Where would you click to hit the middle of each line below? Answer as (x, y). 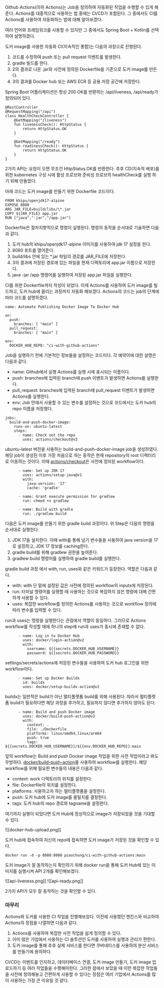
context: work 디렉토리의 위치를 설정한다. (52, 779)
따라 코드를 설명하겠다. (27, 298)
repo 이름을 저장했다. (33, 409)
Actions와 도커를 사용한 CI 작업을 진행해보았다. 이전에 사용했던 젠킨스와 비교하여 (82, 917)
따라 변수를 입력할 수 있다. (37, 610)
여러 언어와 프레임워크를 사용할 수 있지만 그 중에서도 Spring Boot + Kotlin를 (78, 30)
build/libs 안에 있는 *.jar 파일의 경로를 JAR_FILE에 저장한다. (69, 256)
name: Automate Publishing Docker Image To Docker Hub (62, 307)
